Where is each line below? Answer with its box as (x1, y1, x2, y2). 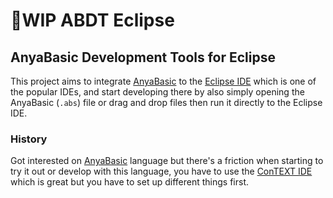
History (10, 132, 48, 146)
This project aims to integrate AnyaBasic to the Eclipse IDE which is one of (10, 75, 317, 87)
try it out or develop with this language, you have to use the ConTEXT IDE (10, 165, 313, 178)
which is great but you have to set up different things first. (10, 176, 249, 188)
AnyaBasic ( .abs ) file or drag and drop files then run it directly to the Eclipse (10, 97, 323, 108)
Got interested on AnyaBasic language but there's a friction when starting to (10, 155, 324, 167)
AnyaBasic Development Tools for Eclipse (10, 49, 276, 66)
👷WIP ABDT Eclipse (10, 9, 175, 32)
